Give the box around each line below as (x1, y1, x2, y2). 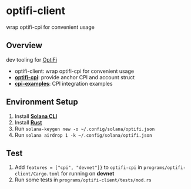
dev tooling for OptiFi (6, 56, 58, 63)
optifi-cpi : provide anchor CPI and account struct (14, 73, 135, 80)
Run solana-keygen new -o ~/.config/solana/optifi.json (14, 125, 155, 132)
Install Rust (14, 119, 42, 126)
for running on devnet (61, 170, 115, 177)
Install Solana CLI (14, 113, 58, 120)
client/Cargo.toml (14, 171, 60, 177)
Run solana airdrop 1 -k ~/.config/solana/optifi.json (14, 131, 152, 139)
